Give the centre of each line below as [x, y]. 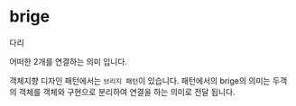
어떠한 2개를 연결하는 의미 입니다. [69, 61]
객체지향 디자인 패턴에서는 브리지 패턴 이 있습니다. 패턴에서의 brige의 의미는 [140, 80]
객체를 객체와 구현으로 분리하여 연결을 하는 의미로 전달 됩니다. [127, 92]
